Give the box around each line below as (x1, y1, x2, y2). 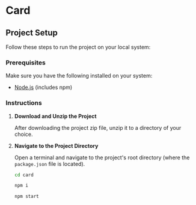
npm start (14, 194, 40, 200)
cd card (14, 172, 34, 178)
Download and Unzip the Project (14, 112, 97, 120)
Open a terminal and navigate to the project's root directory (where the (14, 154, 190, 161)
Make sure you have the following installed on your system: (5, 72, 153, 79)
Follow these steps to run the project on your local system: (5, 43, 151, 50)
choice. (14, 130, 34, 138)
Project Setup (5, 28, 58, 38)
